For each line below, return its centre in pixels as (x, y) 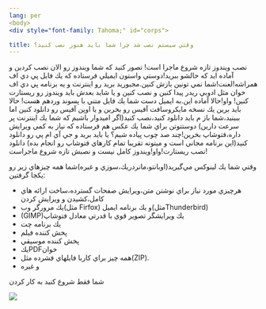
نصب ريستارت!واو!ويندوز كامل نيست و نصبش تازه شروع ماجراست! (108, 151)
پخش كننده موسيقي (50, 241)
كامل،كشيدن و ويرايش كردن (62, 199)
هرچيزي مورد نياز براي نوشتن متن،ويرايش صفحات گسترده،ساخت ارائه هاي (131, 190)
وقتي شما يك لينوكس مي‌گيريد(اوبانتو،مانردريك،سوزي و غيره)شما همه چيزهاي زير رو (133, 166)
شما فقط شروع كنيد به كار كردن (57, 281)
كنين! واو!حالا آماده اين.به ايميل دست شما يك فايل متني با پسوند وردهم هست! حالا (129, 101)
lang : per (25, 15)
